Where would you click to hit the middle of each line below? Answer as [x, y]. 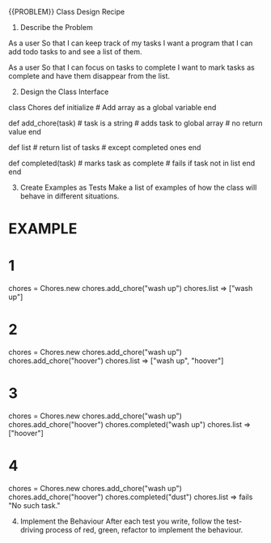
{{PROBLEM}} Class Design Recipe [67, 12]
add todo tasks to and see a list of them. [75, 51]
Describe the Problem [56, 27]
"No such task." [34, 505]
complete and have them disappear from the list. [89, 76]
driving [32, 529]
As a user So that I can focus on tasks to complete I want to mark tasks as [131, 67]
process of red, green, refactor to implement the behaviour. [144, 529]
